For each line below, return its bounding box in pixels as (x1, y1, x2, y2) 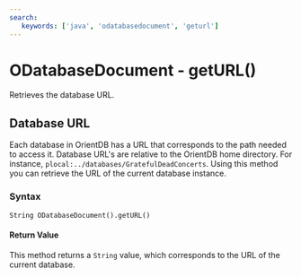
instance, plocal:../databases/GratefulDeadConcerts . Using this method (9, 159, 279, 169)
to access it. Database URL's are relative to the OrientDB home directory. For (9, 149, 293, 160)
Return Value (9, 229, 59, 240)
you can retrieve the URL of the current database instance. (9, 168, 227, 179)
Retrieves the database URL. (9, 90, 115, 100)
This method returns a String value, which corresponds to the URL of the (9, 249, 281, 260)
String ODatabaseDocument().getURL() (9, 211, 151, 220)
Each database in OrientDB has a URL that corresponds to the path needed (9, 140, 288, 151)
